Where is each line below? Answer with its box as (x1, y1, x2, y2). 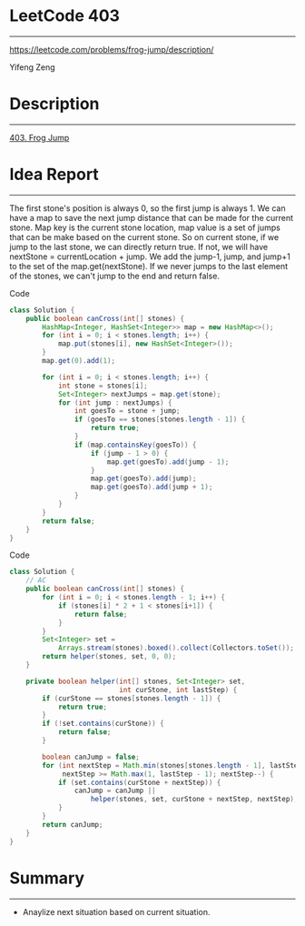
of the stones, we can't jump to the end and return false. (9, 270, 221, 281)
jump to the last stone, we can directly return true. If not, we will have (9, 241, 269, 252)
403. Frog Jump (9, 132, 70, 143)
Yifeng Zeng (9, 61, 56, 73)
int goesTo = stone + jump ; (74, 407, 181, 416)
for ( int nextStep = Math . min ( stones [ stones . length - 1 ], (42, 760, 266, 770)
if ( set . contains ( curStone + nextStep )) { (57, 778, 221, 787)
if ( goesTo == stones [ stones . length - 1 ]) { (74, 415, 246, 424)
